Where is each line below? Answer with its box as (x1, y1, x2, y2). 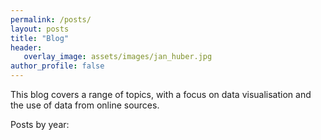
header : (10, 42, 43, 53)
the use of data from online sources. (10, 99, 160, 111)
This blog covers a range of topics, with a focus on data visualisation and (10, 89, 312, 100)
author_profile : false (10, 61, 105, 71)
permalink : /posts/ (10, 14, 92, 25)
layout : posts (10, 24, 70, 34)
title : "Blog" (10, 33, 70, 43)
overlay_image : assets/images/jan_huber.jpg (23, 52, 213, 62)
